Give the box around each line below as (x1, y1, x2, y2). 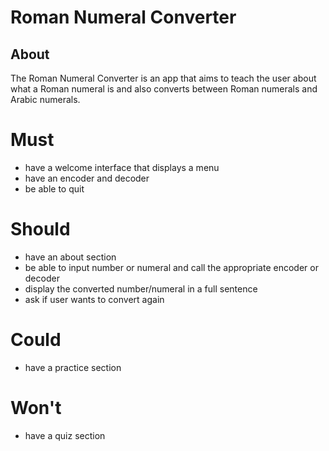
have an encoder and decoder (24, 172, 150, 184)
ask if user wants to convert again (24, 293, 165, 305)
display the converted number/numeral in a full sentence (24, 282, 258, 295)
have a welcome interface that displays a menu (24, 161, 220, 173)
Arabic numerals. (10, 94, 81, 105)
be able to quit (24, 182, 85, 195)
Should (10, 218, 71, 241)
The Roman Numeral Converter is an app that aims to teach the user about (10, 72, 317, 84)
